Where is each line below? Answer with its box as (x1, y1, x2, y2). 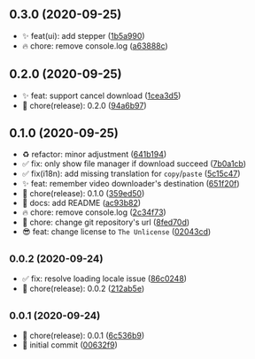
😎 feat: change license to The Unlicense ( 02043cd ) (21, 226, 212, 237)
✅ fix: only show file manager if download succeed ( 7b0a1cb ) (21, 158, 246, 169)
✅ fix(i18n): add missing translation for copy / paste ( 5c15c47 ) (21, 168, 241, 179)
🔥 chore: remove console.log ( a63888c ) (21, 40, 168, 51)
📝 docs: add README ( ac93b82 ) (21, 198, 142, 209)
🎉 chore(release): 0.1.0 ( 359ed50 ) (21, 188, 145, 199)
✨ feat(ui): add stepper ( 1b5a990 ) (21, 30, 145, 41)
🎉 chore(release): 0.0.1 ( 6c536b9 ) (21, 331, 145, 341)
